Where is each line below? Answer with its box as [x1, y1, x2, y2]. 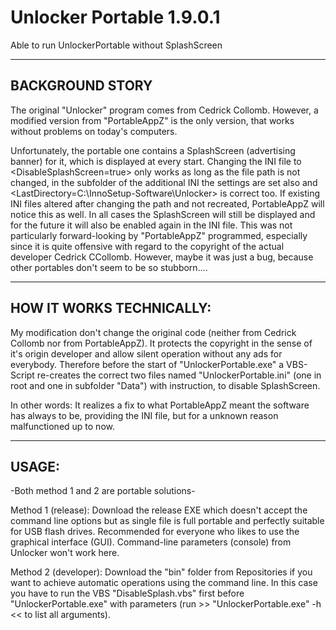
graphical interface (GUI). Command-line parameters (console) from [10, 536, 292, 548]
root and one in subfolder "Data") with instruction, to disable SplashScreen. [10, 379, 321, 391]
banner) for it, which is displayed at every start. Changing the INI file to [10, 155, 302, 167]
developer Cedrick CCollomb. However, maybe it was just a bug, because [10, 251, 314, 263]
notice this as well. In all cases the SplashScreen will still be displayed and [10, 208, 316, 220]
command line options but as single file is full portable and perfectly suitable [10, 515, 325, 527]
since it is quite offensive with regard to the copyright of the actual [10, 240, 285, 252]
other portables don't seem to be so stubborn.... [10, 261, 208, 273]
